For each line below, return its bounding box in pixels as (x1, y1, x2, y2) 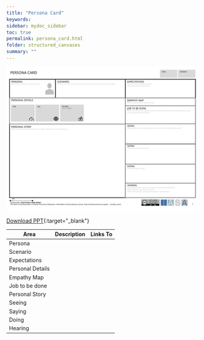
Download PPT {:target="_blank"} (6, 217, 90, 224)
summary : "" (6, 49, 37, 55)
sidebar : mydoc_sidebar (6, 23, 67, 29)
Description (54, 231, 86, 238)
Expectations (9, 257, 42, 264)
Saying (9, 308, 26, 315)
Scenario (9, 248, 32, 255)
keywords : (6, 16, 32, 23)
